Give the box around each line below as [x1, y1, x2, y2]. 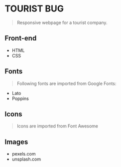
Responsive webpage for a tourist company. [16, 19, 108, 25]
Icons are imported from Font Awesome [16, 123, 98, 129]
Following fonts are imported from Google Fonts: [16, 80, 117, 86]
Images [4, 137, 28, 146]
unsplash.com [11, 156, 41, 162]
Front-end [4, 34, 37, 42]
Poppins [11, 95, 29, 101]
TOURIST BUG [4, 3, 64, 14]
